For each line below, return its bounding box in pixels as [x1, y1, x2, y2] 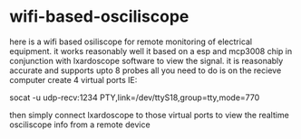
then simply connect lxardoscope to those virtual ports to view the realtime [9, 109, 290, 120]
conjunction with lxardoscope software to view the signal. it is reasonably [9, 55, 284, 66]
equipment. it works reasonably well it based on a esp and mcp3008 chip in [9, 45, 293, 56]
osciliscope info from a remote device [9, 119, 151, 130]
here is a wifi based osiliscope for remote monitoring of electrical [9, 36, 253, 47]
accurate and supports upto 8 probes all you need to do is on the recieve [9, 65, 282, 76]
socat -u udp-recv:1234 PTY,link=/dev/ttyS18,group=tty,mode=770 [9, 92, 260, 103]
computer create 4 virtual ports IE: [9, 74, 138, 85]
